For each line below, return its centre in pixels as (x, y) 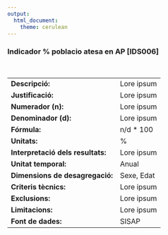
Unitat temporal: (39, 164)
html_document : (36, 20)
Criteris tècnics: (38, 186)
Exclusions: (31, 198)
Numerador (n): (37, 107)
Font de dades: (36, 221)
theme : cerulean (44, 27)
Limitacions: (32, 210)
